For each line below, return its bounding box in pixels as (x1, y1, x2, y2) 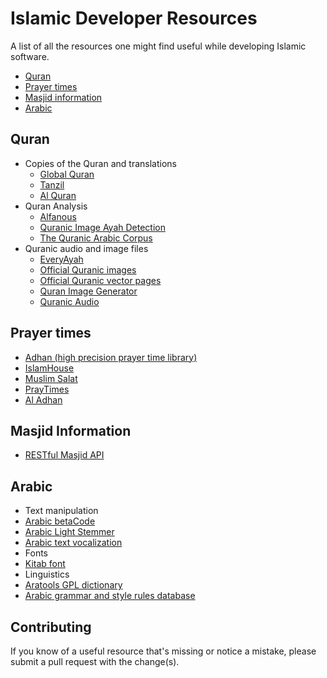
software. (10, 50, 50, 62)
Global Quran (39, 168, 95, 180)
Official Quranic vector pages (39, 274, 162, 286)
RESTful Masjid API (24, 449, 105, 461)
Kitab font (24, 558, 66, 570)
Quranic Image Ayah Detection (39, 221, 166, 233)
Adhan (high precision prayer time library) (24, 351, 198, 363)
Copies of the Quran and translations (24, 157, 177, 169)
